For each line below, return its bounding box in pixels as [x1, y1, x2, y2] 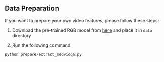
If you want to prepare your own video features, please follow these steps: [5, 17, 159, 23]
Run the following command [12, 42, 71, 48]
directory [12, 32, 31, 38]
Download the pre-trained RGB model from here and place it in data [12, 27, 152, 33]
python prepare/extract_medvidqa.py [5, 52, 82, 57]
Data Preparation [5, 4, 59, 13]
